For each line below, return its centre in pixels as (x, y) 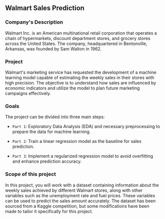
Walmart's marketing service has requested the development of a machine (81, 72)
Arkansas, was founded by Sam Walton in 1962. (53, 48)
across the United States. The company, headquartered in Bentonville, (76, 44)
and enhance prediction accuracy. (47, 161)
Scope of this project (31, 174)
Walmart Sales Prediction (45, 8)
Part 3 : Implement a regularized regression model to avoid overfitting (83, 156)
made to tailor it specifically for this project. (49, 211)
